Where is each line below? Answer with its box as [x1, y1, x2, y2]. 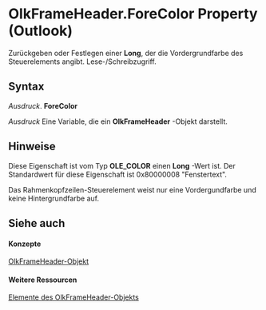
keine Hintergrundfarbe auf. [8, 193, 100, 203]
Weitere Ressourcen [8, 275, 77, 284]
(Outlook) [8, 22, 73, 40]
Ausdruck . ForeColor [8, 101, 78, 110]
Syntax [8, 80, 45, 93]
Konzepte [8, 239, 42, 248]
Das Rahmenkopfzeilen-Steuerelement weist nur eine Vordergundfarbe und [8, 185, 257, 194]
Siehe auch [8, 217, 66, 230]
